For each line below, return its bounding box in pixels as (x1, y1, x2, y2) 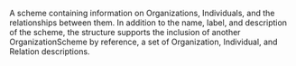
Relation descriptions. (9, 46, 90, 57)
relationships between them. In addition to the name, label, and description (9, 17, 287, 28)
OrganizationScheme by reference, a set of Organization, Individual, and (9, 36, 278, 47)
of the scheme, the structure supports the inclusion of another (9, 27, 241, 37)
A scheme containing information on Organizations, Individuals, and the (9, 8, 275, 18)
